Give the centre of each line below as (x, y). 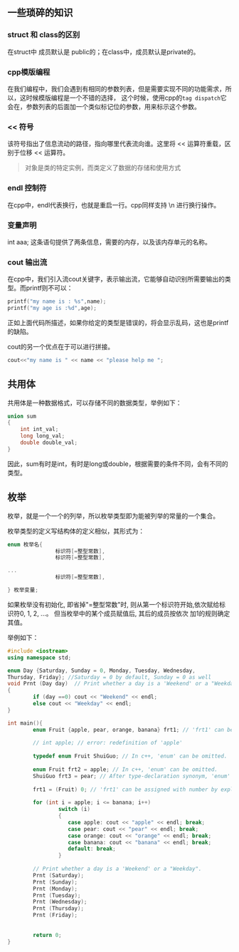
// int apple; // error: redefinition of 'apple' (108, 743)
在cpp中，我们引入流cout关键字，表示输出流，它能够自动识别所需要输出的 (116, 279)
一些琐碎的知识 (40, 13)
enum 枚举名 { (25, 544)
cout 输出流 (27, 262)
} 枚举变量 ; (23, 590)
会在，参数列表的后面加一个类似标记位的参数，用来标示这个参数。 (104, 106)
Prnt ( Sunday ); (55, 882)
